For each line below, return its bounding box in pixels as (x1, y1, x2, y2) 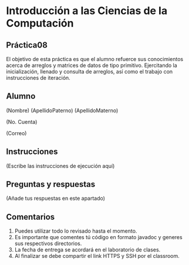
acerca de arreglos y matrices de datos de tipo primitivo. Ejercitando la (6, 62, 177, 69)
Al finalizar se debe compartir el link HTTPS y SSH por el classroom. (14, 253, 180, 260)
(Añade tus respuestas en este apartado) (6, 195, 106, 202)
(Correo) (6, 129, 27, 136)
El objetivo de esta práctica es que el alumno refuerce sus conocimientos (6, 56, 184, 62)
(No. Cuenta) (6, 118, 38, 125)
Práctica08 (6, 40, 48, 50)
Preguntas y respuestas (6, 179, 96, 189)
